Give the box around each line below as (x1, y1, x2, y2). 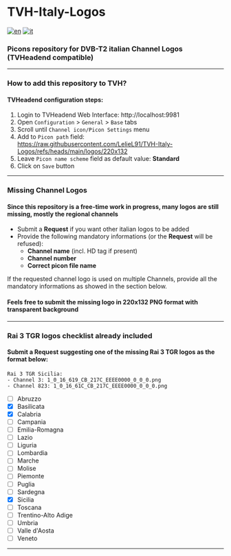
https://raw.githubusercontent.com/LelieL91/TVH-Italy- (16, 140, 173, 148)
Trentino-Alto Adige (16, 511, 74, 519)
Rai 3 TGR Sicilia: (7, 370, 63, 377)
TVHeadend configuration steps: (7, 96, 104, 104)
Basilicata (16, 402, 45, 410)
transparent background (7, 305, 79, 313)
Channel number (27, 254, 77, 263)
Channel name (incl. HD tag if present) (27, 247, 137, 255)
